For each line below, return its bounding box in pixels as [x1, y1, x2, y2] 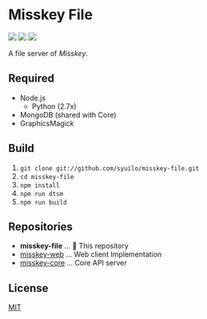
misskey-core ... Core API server [19, 258, 127, 268]
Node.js [19, 93, 46, 102]
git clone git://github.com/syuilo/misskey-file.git [19, 164, 200, 173]
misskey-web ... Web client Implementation [19, 249, 162, 259]
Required [8, 72, 54, 86]
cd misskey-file [19, 173, 74, 181]
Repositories [8, 220, 74, 233]
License [8, 281, 49, 295]
